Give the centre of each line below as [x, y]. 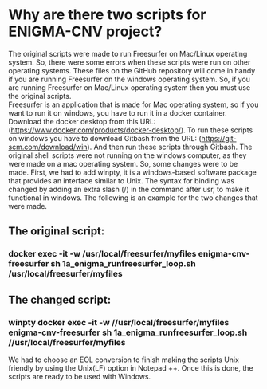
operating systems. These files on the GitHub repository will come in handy [132, 70]
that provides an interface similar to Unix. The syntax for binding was [122, 180]
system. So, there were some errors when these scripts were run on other [130, 62]
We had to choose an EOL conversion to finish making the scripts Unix [124, 360]
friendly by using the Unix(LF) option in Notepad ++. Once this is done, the [131, 367]
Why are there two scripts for [107, 15]
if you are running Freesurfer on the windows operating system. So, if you [130, 79]
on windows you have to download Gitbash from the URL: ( [105, 138]
